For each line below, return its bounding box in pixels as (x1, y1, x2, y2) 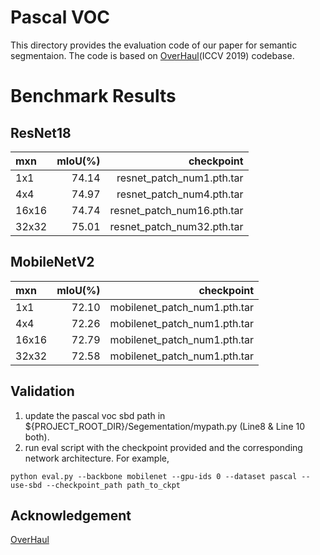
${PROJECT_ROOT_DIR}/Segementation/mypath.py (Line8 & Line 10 (24, 420, 306, 432)
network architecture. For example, (24, 452, 170, 464)
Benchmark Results (10, 85, 177, 108)
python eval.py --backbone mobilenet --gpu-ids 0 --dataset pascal (10, 471, 298, 481)
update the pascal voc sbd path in (24, 409, 166, 421)
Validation (10, 383, 75, 400)
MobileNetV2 (10, 254, 95, 271)
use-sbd (10, 480, 43, 490)
